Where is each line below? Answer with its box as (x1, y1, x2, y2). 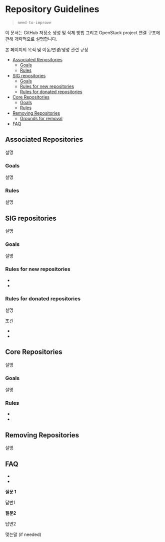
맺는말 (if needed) (5, 531, 41, 537)
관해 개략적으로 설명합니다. (5, 36, 57, 42)
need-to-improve (17, 20, 51, 25)
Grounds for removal (19, 115, 62, 121)
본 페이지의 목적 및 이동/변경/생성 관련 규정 (5, 46, 88, 52)
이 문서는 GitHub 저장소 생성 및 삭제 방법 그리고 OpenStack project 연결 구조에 (5, 29, 160, 36)
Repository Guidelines (5, 4, 99, 15)
